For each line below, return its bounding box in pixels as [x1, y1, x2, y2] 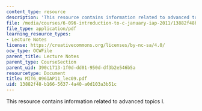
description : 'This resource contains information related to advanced [6, 14, 189, 20]
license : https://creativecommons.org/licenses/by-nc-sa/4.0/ [6, 43, 165, 49]
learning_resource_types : [6, 31, 71, 37]
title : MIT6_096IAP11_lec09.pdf [6, 76, 87, 82]
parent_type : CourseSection [6, 59, 77, 65]
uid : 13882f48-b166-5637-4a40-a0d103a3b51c [6, 82, 117, 88]
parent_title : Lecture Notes [6, 53, 79, 59]
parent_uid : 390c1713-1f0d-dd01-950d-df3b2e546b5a [6, 64, 136, 71]
